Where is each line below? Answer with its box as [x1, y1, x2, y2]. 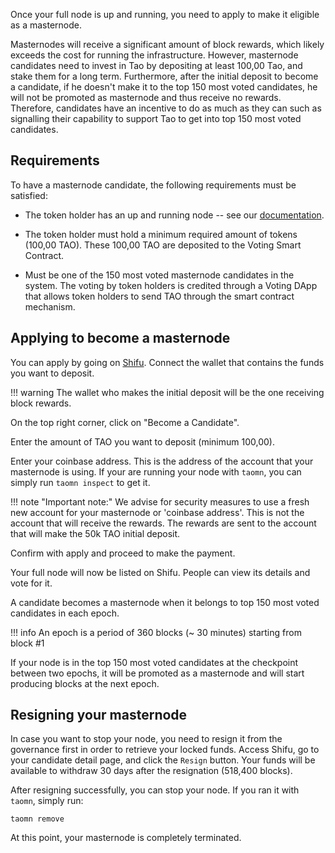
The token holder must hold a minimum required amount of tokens [24, 228, 298, 240]
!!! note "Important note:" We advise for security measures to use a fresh [10, 495, 310, 508]
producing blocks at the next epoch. [10, 677, 160, 689]
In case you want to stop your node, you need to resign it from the [10, 733, 283, 745]
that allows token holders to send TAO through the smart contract [24, 290, 295, 302]
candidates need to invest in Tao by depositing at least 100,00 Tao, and [10, 60, 303, 71]
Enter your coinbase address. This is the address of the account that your [10, 455, 314, 467]
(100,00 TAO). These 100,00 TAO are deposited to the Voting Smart [24, 239, 302, 251]
